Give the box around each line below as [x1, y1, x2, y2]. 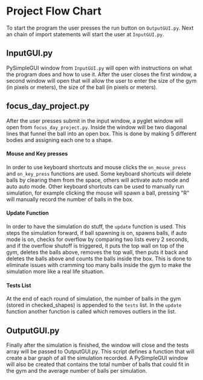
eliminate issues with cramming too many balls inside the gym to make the [6, 261, 192, 268]
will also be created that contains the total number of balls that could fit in [6, 361, 190, 368]
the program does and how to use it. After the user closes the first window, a [6, 71, 197, 78]
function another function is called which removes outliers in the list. [6, 308, 176, 315]
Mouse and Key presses [6, 150, 68, 158]
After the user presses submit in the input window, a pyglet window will [6, 117, 183, 124]
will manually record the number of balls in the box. [6, 195, 134, 203]
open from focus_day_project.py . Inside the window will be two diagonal [6, 123, 187, 130]
